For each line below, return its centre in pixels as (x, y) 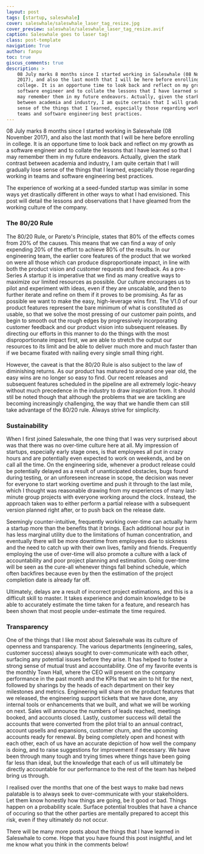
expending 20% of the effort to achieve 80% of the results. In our (88, 249)
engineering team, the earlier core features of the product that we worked (99, 255)
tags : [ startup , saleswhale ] (43, 18)
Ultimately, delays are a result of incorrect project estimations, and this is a (100, 591)
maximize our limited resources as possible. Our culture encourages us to (98, 282)
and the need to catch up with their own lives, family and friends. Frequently (101, 547)
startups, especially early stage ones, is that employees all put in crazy (95, 451)
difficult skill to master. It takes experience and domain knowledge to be (96, 598)
